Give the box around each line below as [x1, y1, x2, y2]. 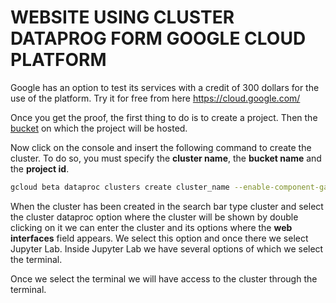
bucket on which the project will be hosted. [10, 122, 188, 134]
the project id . [10, 162, 70, 175]
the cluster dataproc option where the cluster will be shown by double [10, 211, 299, 223]
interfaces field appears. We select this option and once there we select [10, 232, 309, 244]
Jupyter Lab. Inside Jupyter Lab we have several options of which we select [10, 242, 324, 255]
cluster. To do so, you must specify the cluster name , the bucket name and [10, 152, 322, 164]
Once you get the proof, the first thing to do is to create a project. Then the [10, 111, 318, 123]
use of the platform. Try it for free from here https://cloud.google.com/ [10, 92, 301, 104]
